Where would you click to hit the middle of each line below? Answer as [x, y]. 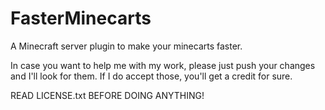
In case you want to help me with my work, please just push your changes [163, 65]
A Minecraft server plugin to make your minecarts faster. [126, 46]
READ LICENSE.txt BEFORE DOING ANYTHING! [107, 95]
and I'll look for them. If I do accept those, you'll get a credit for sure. [151, 76]
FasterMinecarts [81, 18]
